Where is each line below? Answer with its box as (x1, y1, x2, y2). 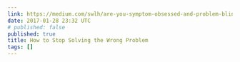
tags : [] (7, 43, 34, 51)
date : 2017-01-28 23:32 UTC (7, 17, 91, 24)
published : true (7, 30, 56, 38)
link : (7, 10, 24, 18)
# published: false (7, 24, 66, 31)
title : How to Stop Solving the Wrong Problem (7, 37, 149, 44)
